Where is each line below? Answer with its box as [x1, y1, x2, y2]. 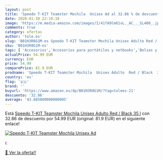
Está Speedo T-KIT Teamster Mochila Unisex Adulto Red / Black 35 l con [5, 111, 150, 116]
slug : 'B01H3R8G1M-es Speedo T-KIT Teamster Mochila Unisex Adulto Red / [5, 39, 158, 44]
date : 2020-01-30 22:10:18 [5, 16, 60, 21]
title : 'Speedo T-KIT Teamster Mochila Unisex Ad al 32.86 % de [5, 12, 140, 16]
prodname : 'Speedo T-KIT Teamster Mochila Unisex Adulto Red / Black [5, 70, 153, 75]
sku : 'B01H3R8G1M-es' [5, 43, 49, 48]
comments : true [5, 25, 36, 30]
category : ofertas [5, 30, 42, 34]
